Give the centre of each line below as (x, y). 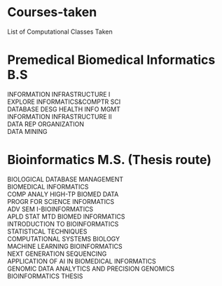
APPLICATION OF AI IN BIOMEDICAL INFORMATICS (82, 261)
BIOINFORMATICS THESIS (45, 276)
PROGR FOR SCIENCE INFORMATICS (61, 201)
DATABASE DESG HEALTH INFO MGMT (64, 109)
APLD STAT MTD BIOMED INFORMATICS (66, 216)
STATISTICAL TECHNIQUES (47, 231)
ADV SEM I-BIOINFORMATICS (50, 209)
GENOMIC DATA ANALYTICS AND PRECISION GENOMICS (91, 268)
